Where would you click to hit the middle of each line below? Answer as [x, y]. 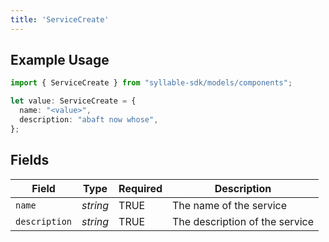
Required [140, 188]
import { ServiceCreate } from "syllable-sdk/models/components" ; [151, 83]
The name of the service [230, 205]
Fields [30, 160]
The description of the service [243, 221]
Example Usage [60, 60]
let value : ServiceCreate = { [73, 101]
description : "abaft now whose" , [89, 120]
